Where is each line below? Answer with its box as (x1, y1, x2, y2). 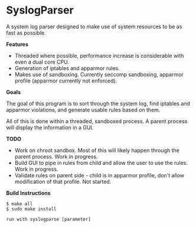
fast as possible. (6, 29, 46, 36)
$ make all (6, 201, 33, 207)
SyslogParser (6, 4, 74, 17)
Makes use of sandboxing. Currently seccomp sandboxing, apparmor (14, 71, 184, 78)
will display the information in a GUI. (6, 124, 94, 131)
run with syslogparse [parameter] (6, 216, 92, 222)
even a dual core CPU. (14, 58, 70, 65)
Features (6, 41, 28, 48)
